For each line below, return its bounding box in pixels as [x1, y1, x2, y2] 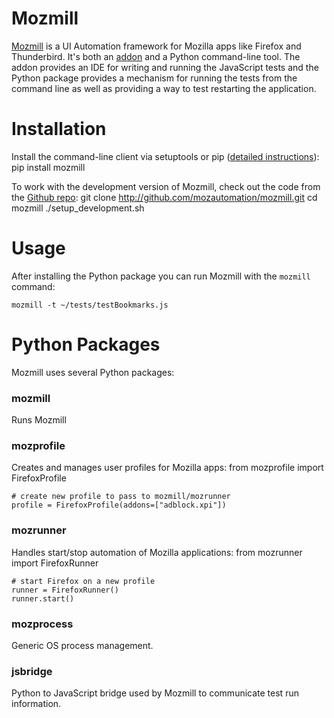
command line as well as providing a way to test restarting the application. [11, 82, 317, 94]
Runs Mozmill [11, 414, 67, 426]
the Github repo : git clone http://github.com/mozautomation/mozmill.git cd [11, 191, 318, 203]
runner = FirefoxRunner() [11, 585, 119, 595]
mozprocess [11, 617, 74, 631]
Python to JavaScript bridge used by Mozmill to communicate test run [11, 687, 299, 699]
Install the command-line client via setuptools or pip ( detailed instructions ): [11, 150, 320, 162]
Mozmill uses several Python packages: [11, 366, 175, 378]
